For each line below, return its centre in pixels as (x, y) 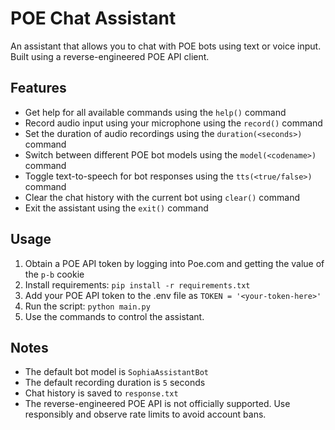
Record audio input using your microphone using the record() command (173, 123)
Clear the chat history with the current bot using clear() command (162, 197)
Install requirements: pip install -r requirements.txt (137, 284)
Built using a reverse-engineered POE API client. (110, 56)
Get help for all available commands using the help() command (155, 112)
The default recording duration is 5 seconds (115, 383)
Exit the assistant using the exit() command (116, 208)
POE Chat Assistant (93, 18)
